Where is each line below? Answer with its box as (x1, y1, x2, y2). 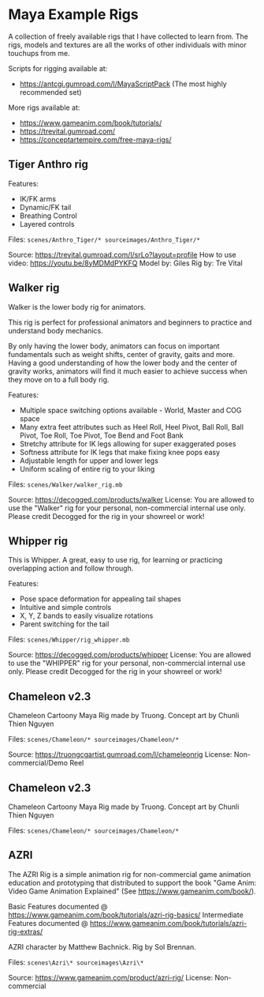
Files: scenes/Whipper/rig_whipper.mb (8, 634, 130, 645)
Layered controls (19, 219, 75, 228)
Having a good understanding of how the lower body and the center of (8, 358, 238, 367)
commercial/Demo (8, 758, 69, 768)
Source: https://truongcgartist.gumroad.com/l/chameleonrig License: (8, 750, 232, 759)
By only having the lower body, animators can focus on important (8, 341, 220, 351)
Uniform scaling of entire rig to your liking (19, 464, 155, 473)
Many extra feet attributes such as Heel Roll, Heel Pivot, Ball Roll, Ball (19, 422, 244, 431)
